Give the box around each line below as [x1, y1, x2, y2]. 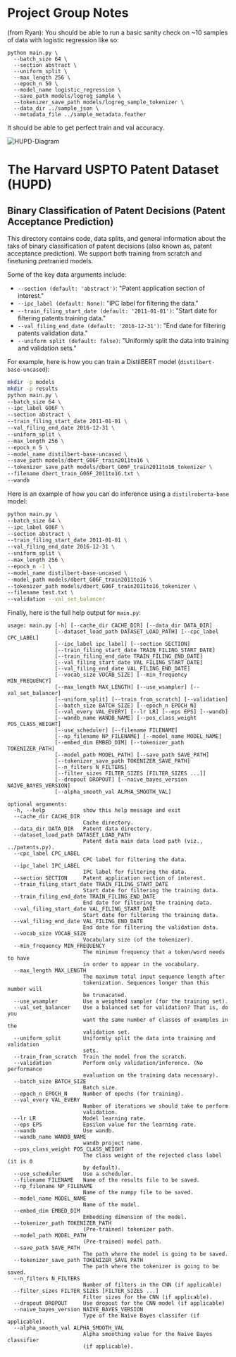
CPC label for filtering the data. [82, 856, 188, 863]
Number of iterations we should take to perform [82, 1103, 229, 1110]
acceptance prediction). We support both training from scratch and [7, 249, 202, 258]
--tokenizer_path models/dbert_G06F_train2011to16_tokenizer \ [7, 582, 197, 589]
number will [7, 986, 42, 993]
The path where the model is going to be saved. [82, 1251, 229, 1258]
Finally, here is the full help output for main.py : [7, 608, 141, 617]
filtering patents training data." [17, 313, 106, 322]
